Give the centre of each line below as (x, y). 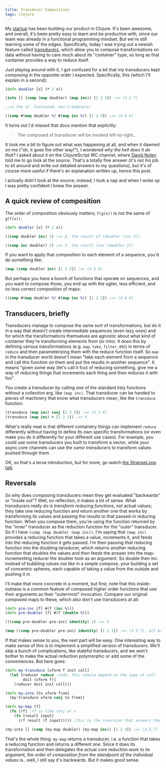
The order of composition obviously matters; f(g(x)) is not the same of (78, 213)
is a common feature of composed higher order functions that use (90, 589)
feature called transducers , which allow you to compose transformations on (82, 49)
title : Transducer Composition (37, 10)
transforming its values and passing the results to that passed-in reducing (80, 516)
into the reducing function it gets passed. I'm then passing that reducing (79, 542)
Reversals (21, 483)
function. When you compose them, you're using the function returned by (80, 521)
